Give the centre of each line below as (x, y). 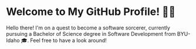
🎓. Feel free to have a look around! (64, 40)
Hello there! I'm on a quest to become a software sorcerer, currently (88, 28)
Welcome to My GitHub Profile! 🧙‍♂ (91, 12)
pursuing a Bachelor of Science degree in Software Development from (91, 33)
